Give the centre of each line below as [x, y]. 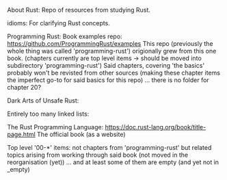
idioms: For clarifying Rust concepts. [59, 23]
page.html [21, 134]
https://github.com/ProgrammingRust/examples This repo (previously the [110, 43]
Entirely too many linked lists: [48, 114]
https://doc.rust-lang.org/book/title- [156, 127]
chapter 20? [24, 87]
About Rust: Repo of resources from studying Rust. [79, 10]
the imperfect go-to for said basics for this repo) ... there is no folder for [108, 80]
